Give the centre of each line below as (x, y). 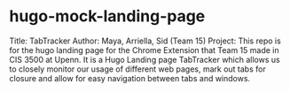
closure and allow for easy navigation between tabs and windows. (130, 78)
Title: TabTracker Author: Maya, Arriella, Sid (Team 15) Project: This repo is (145, 41)
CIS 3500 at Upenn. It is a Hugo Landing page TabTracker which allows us (145, 59)
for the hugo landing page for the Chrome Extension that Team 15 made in (144, 50)
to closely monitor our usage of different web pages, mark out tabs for (137, 69)
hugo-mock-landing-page (107, 16)
